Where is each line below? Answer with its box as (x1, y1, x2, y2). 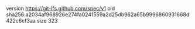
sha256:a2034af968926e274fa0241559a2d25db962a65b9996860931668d (6, 11, 190, 18)
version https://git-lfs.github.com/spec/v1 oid (6, 5, 115, 12)
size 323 (37, 17, 58, 24)
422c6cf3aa (6, 17, 36, 24)
